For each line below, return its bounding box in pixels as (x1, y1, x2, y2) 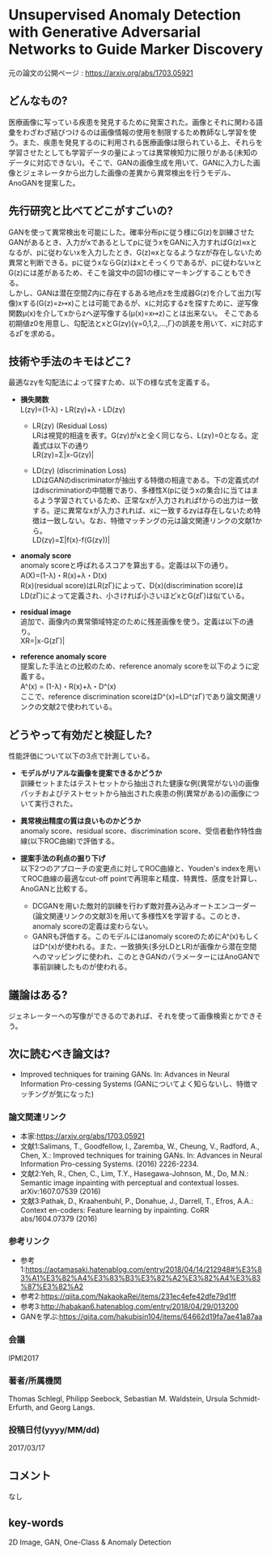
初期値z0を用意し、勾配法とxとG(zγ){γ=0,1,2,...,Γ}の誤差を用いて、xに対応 (8, 318, 256, 328)
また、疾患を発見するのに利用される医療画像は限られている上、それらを (22, 137, 263, 147)
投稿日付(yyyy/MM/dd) (8, 1424, 100, 1435)
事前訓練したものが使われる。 (32, 962, 132, 972)
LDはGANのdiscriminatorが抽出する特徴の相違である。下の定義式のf (32, 475, 260, 485)
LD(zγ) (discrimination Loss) (32, 466, 127, 475)
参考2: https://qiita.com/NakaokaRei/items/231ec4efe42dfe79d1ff (19, 1291, 237, 1301)
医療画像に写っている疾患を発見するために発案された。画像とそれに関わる (8, 117, 256, 127)
